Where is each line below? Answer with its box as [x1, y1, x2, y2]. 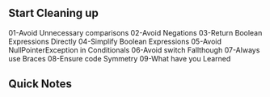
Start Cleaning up [8, 6, 99, 20]
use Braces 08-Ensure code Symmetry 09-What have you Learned [8, 53, 231, 63]
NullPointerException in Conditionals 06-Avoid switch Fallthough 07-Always [8, 44, 260, 55]
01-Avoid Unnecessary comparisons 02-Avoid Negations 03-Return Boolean [8, 27, 263, 37]
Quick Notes [8, 77, 73, 91]
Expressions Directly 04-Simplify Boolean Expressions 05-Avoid [8, 36, 222, 46]
